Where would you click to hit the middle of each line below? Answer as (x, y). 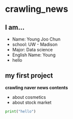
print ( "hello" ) (21, 111)
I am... (15, 27)
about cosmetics (29, 97)
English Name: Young (34, 55)
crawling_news (37, 9)
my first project (29, 76)
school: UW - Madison (35, 44)
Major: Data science (32, 50)
